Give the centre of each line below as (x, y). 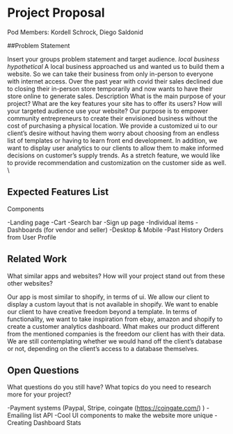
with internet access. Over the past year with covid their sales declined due (115, 81)
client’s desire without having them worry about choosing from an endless (113, 133)
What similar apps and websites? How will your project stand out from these (116, 276)
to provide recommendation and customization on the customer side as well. (117, 162)
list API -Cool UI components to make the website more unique (123, 415)
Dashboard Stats (57, 423)
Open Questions (43, 370)
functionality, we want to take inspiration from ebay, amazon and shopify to (115, 319)
